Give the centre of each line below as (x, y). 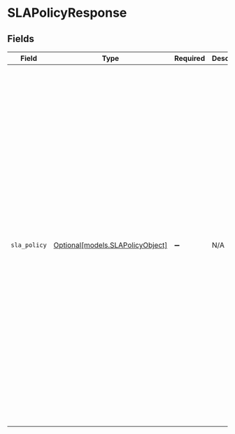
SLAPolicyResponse (67, 13)
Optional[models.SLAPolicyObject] (111, 245)
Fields (21, 39)
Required (190, 58)
